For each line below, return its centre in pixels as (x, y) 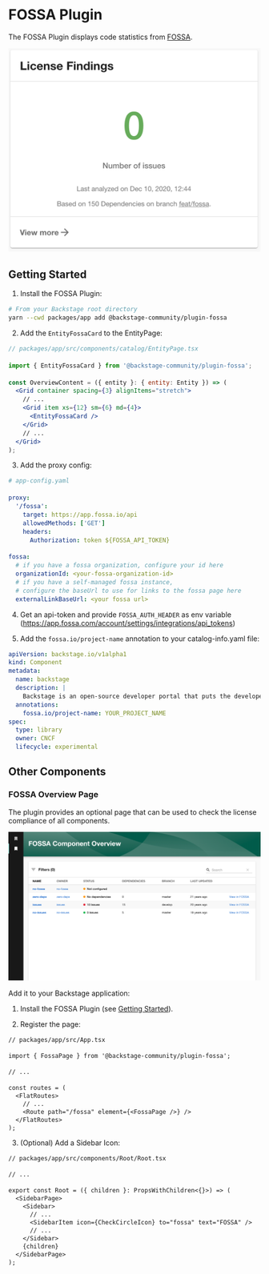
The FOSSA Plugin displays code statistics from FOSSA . (100, 37)
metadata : (25, 671)
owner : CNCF (36, 739)
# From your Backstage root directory (73, 310)
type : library (39, 730)
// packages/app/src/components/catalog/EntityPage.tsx (103, 349)
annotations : (37, 705)
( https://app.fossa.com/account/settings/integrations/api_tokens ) (128, 623)
